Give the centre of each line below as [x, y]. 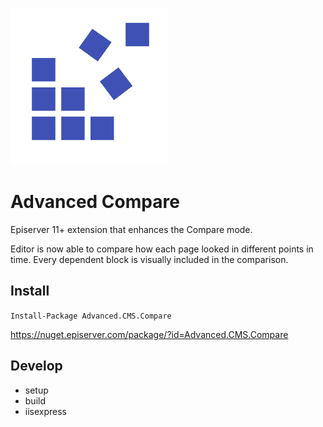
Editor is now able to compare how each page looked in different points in [162, 249]
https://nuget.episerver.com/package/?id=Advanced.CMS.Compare [149, 334]
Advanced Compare [95, 202]
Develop [36, 366]
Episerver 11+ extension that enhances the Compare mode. [131, 229]
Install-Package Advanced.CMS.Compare [91, 316]
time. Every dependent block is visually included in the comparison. [149, 259]
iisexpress [46, 411]
